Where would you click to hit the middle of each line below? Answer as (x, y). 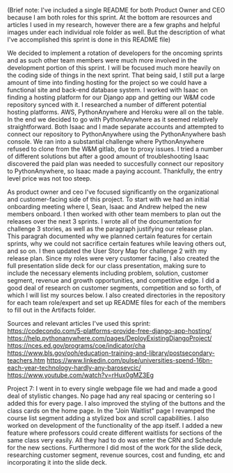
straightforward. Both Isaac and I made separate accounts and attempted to (116, 127)
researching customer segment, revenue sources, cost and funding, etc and (116, 455)
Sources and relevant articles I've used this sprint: (79, 323)
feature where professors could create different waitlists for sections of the (115, 433)
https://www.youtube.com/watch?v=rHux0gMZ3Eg (81, 375)
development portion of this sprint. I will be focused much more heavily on (114, 68)
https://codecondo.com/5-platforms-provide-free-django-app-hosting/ (110, 331)
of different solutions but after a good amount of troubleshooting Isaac (108, 156)
